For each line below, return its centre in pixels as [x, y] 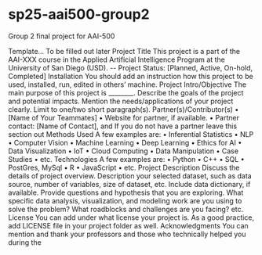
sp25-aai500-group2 [79, 14]
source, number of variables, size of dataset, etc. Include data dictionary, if [129, 184]
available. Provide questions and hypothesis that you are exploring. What [126, 192]
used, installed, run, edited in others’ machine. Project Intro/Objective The [127, 84]
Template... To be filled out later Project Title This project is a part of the [124, 51]
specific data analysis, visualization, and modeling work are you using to [125, 200]
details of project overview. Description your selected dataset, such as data [130, 176]
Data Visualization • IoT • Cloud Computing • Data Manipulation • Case [124, 151]
